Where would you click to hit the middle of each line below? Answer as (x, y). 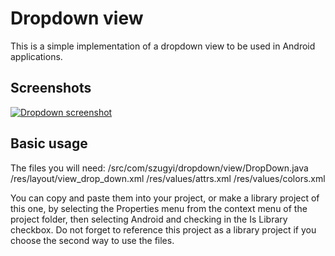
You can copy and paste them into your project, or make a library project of (165, 198)
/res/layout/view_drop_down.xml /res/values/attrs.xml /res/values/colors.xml (168, 178)
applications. (36, 56)
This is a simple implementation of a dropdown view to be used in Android (163, 46)
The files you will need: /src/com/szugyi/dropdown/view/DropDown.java (159, 168)
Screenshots (51, 88)
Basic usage (49, 143)
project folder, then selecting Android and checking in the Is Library (149, 219)
